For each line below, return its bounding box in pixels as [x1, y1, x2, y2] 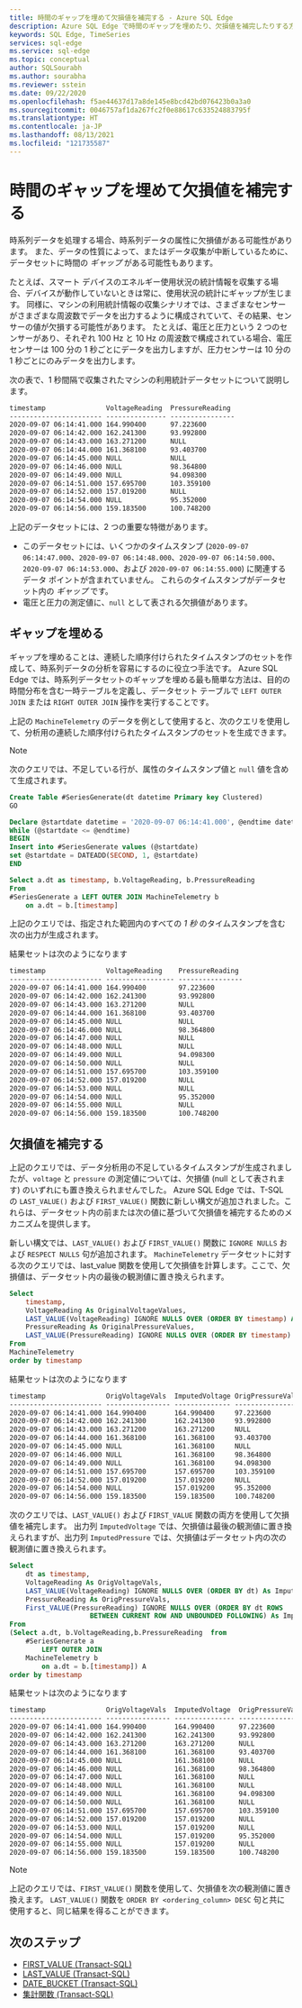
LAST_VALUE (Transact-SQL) [22, 1968, 130, 1979]
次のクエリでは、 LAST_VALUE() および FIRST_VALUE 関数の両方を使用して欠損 [9, 1510, 290, 1520]
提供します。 [48, 1218, 96, 1228]
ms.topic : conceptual [9, 55, 91, 64]
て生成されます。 [9, 774, 72, 785]
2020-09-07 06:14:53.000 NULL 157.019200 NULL [9, 1822, 255, 1832]
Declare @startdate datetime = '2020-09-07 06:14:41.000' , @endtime [9, 817, 271, 826]
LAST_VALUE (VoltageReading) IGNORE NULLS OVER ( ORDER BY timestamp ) [25, 1314, 288, 1323]
